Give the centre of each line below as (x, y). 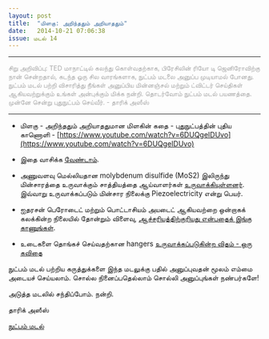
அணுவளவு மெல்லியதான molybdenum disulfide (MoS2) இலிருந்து (124, 176)
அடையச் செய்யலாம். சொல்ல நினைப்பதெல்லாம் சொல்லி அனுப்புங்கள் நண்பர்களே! (134, 278)
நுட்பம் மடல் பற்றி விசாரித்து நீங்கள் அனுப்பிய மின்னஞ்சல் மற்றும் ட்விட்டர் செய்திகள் (125, 86)
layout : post (30, 16)
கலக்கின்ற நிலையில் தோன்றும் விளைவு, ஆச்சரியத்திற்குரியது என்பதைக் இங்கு (136, 219)
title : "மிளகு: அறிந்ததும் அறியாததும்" (68, 23)
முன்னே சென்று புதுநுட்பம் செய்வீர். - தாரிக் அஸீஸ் (79, 102)
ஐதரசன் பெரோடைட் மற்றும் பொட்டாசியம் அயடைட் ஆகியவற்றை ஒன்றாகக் (132, 210)
